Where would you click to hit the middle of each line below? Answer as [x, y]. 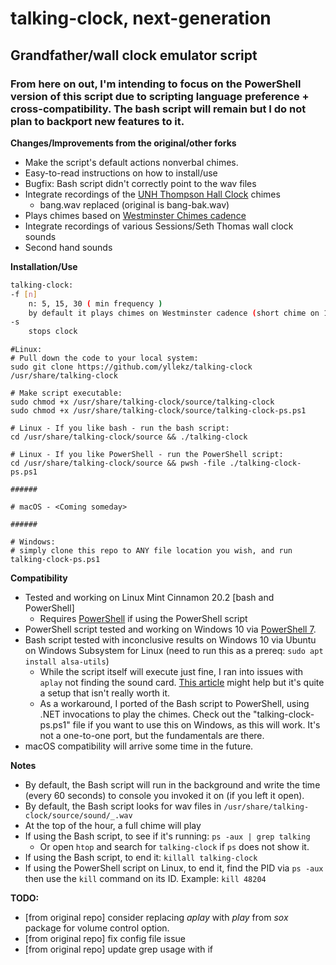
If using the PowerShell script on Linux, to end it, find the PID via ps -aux [174, 868]
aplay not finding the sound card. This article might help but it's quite [182, 683]
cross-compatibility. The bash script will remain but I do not [158, 109]
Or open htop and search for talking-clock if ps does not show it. [174, 847]
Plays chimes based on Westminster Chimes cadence [135, 215]
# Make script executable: [66, 393]
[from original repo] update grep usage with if [118, 949]
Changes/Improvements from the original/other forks [123, 143]
